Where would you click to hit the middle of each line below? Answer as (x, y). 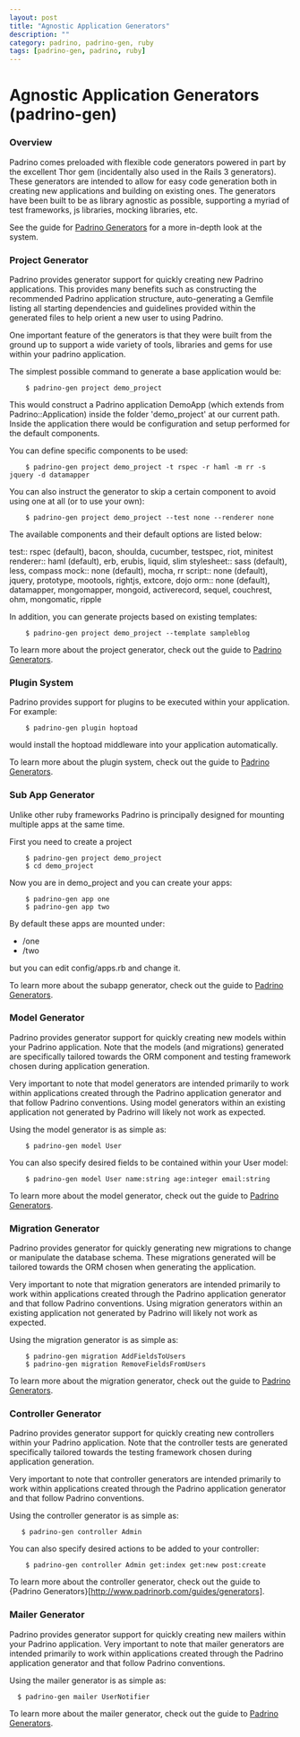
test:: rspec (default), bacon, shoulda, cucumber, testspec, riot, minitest (141, 551)
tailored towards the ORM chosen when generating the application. (133, 1268)
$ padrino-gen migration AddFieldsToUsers (106, 1356)
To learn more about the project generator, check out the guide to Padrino (146, 649)
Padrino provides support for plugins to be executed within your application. (150, 702)
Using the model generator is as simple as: (88, 1129)
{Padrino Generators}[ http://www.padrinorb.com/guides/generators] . (137, 1592)
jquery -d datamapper (50, 475)
